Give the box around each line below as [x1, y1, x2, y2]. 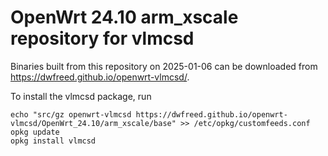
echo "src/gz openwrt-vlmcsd [10, 109, 132, 120]
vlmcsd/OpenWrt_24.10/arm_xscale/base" [10, 118, 177, 128]
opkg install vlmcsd [10, 136, 97, 146]
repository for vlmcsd [10, 27, 195, 50]
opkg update [10, 127, 60, 137]
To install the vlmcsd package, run [10, 90, 152, 102]
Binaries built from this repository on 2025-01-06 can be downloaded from [10, 60, 318, 72]
